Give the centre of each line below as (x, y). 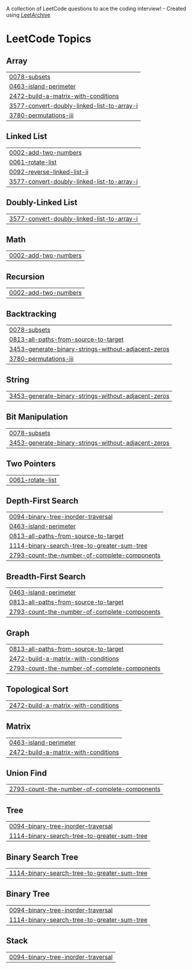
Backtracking (31, 314)
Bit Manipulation (37, 417)
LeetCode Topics (49, 39)
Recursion (25, 277)
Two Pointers (31, 464)
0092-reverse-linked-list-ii (49, 172)
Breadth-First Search (46, 576)
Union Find (27, 773)
